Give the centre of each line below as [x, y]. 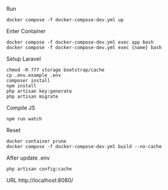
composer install [28, 81]
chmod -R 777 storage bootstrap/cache [55, 70]
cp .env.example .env [34, 75]
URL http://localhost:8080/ [40, 180]
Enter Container [26, 31]
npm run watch [24, 119]
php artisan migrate [33, 97]
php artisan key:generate [39, 91]
